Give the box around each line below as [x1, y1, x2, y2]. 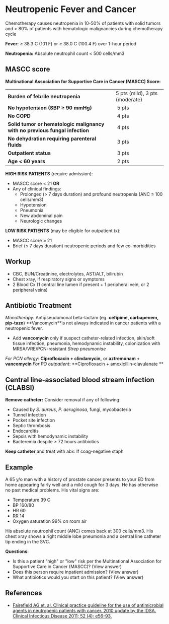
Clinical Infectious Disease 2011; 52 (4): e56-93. [12, 613, 112, 619]
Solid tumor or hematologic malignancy [8, 120, 105, 127]
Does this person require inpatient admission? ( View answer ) [12, 569, 139, 575]
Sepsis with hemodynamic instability [12, 433, 89, 439]
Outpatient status [8, 150, 51, 157]
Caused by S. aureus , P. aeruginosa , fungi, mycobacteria [12, 406, 131, 412]
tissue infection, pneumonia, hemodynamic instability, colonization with [12, 340, 160, 346]
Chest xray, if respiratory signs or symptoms [12, 276, 105, 282]
